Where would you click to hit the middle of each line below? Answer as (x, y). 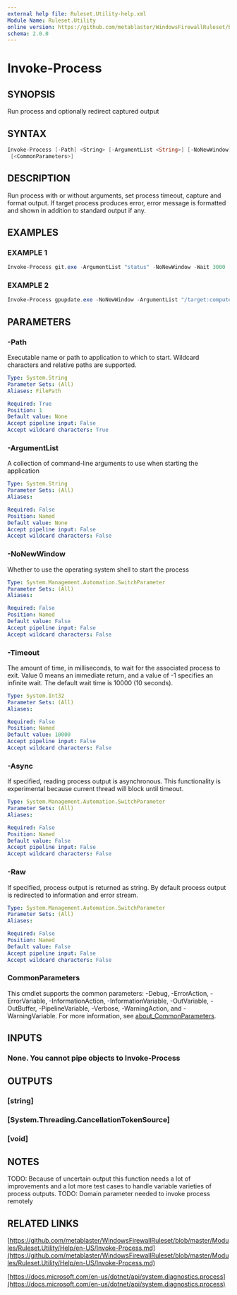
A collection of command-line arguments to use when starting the (103, 464)
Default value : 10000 (39, 735)
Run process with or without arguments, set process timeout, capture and (114, 195)
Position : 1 (25, 410)
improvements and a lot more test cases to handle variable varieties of (109, 1186)
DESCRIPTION (39, 178)
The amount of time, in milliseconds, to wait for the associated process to (114, 668)
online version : (31, 27)
